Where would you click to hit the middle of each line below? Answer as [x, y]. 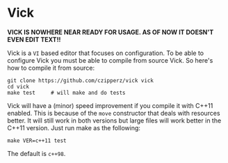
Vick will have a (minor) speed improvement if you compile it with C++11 [110, 105]
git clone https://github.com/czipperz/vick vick [81, 80]
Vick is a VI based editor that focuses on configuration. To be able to [105, 53]
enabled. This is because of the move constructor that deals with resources [114, 113]
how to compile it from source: [51, 68]
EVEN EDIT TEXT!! [34, 39]
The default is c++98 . [36, 153]
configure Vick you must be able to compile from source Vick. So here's [110, 60]
